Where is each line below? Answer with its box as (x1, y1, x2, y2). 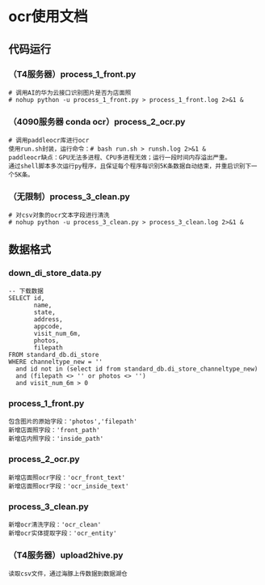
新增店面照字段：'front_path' (8, 426, 101, 435)
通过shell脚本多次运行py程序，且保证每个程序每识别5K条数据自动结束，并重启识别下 (8, 163, 252, 171)
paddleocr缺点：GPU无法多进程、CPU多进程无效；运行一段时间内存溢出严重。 (8, 154, 232, 162)
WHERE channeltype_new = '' (8, 358, 103, 367)
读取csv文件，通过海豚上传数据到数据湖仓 (8, 570, 128, 579)
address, (33, 316, 63, 324)
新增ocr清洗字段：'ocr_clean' (8, 521, 102, 529)
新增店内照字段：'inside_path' (8, 435, 104, 443)
